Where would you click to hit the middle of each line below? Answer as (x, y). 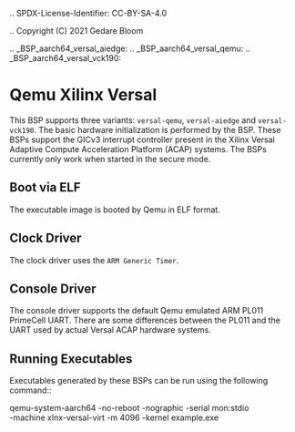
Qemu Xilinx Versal (83, 95)
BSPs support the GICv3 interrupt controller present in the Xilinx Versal (142, 139)
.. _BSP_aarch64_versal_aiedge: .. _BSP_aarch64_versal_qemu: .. (130, 48)
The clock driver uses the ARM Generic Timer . (94, 260)
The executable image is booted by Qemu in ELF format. (115, 210)
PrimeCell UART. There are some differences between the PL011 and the (145, 320)
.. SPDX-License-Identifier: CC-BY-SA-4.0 (88, 13)
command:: (31, 390)
